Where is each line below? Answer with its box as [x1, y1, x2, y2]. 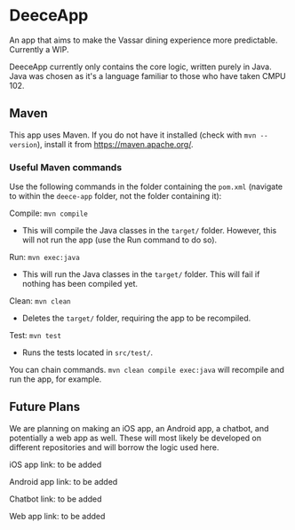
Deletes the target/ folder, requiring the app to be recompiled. [21, 312, 251, 324]
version [9, 140, 38, 149]
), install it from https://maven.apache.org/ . [36, 138, 194, 149]
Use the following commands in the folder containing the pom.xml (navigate [9, 181, 283, 192]
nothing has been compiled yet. [21, 279, 139, 289]
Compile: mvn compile [9, 208, 89, 218]
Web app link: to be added [9, 510, 106, 521]
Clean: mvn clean [9, 296, 71, 306]
